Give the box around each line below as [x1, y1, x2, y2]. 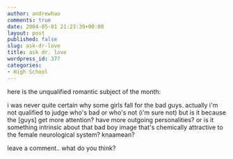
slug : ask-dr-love [7, 42, 61, 49]
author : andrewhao [7, 10, 61, 17]
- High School [7, 68, 49, 75]
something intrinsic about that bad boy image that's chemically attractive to [7, 123, 224, 131]
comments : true [7, 17, 51, 24]
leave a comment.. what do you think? [7, 144, 116, 152]
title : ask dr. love [7, 49, 67, 56]
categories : [7, 62, 42, 69]
